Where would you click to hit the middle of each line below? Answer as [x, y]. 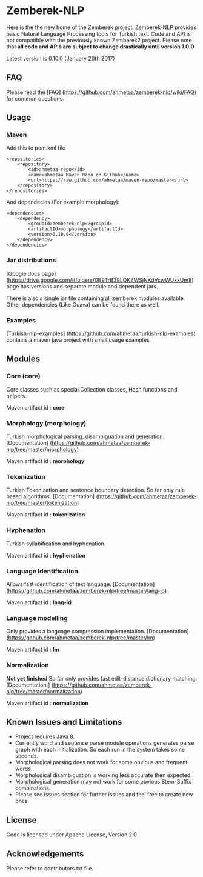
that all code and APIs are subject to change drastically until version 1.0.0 [100, 47]
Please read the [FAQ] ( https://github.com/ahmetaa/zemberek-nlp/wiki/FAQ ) [101, 92]
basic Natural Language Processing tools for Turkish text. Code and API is [98, 33]
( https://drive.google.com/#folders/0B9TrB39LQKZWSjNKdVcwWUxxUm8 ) [100, 280]
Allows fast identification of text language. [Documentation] [81, 584]
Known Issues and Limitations [64, 722]
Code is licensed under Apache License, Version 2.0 [72, 835]
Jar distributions [31, 260]
